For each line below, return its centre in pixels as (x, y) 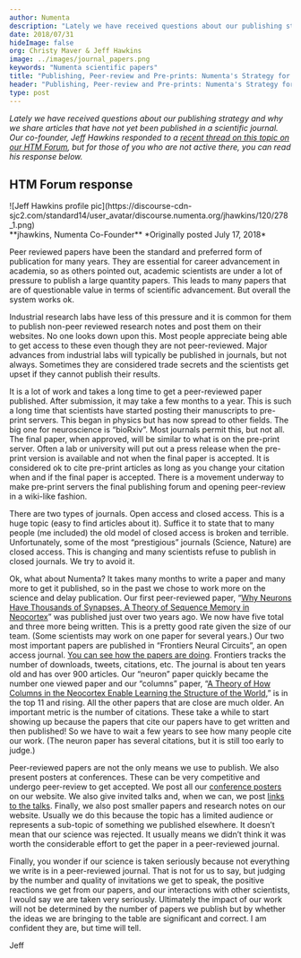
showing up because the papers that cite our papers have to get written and (150, 722)
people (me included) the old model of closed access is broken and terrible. (149, 533)
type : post (30, 92)
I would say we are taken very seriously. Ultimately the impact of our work (146, 900)
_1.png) (22, 225)
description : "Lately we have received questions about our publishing (146, 26)
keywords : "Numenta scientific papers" (84, 68)
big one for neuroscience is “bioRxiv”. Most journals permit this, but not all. (147, 430)
